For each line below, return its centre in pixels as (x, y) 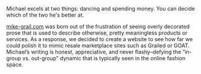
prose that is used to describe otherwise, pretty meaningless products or (97, 33)
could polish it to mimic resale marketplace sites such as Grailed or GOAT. (98, 45)
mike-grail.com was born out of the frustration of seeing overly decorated (98, 27)
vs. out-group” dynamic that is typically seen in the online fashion (104, 58)
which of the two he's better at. (45, 15)
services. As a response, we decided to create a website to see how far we (100, 39)
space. (15, 64)
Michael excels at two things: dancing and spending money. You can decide (101, 9)
